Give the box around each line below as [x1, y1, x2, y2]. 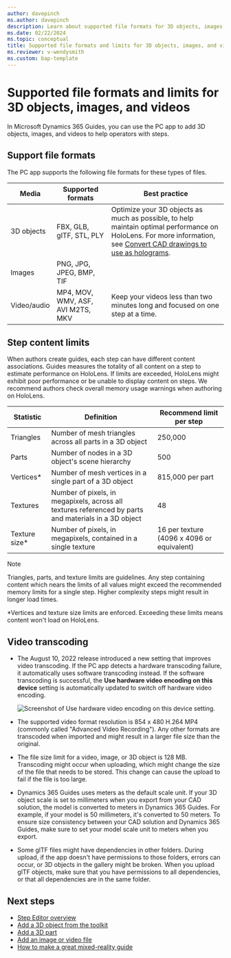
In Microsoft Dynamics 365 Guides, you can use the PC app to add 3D [7, 122, 206, 130]
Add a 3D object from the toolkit [16, 921, 109, 929]
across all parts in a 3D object [51, 437, 148, 447]
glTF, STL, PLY [56, 231, 104, 240]
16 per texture [157, 525, 204, 535]
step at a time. [111, 309, 157, 318]
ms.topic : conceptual [7, 36, 69, 43]
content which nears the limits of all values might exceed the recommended [7, 580, 222, 589]
